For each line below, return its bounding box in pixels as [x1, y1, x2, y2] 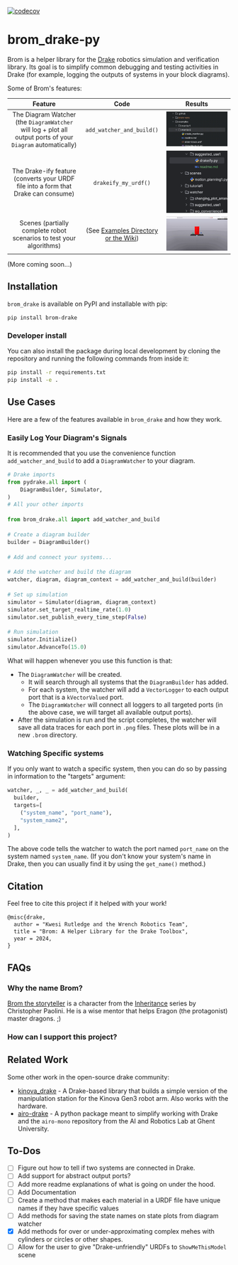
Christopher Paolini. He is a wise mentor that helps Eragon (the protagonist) [7, 1006, 228, 1015]
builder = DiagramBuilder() [7, 538, 91, 545]
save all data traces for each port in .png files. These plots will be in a [17, 722, 220, 732]
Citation [7, 880, 44, 892]
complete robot [21, 226, 67, 235]
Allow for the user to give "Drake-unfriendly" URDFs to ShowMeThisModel [17, 1242, 227, 1251]
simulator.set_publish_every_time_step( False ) [7, 614, 147, 621]
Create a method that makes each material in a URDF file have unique [17, 1195, 221, 1205]
